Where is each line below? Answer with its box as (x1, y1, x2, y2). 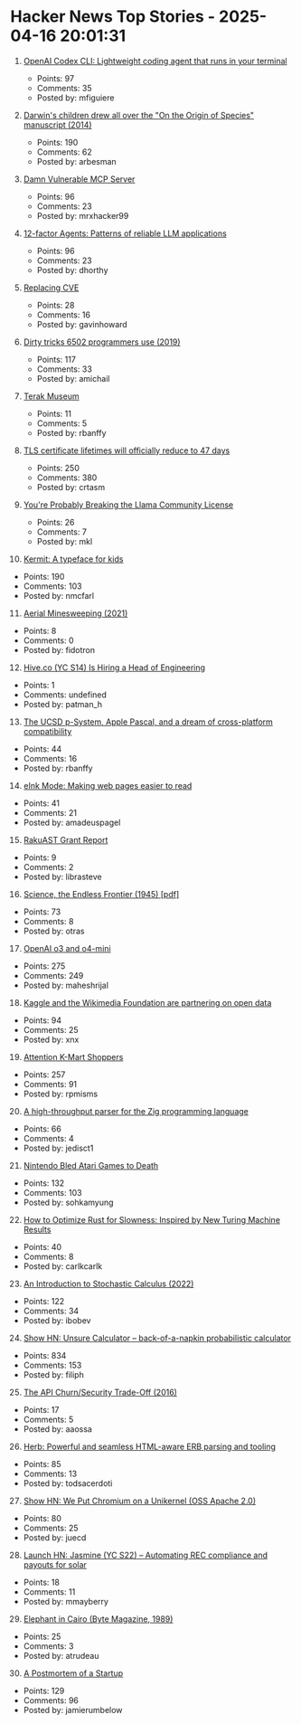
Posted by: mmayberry (23, 1596, 109, 1606)
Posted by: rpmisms (23, 1088, 99, 1099)
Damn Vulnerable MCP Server (23, 174, 136, 185)
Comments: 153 (23, 1359, 82, 1370)
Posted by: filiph (23, 1369, 84, 1380)
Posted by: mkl (36, 535, 93, 546)
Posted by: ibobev (23, 1314, 91, 1326)
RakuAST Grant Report (23, 834, 108, 845)
